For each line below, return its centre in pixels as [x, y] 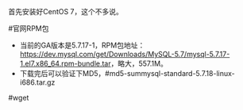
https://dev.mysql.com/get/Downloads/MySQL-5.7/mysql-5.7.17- [125, 54]
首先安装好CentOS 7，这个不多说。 [66, 11]
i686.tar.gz [37, 82]
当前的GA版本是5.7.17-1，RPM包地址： [82, 45]
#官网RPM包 [29, 28]
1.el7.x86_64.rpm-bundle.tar [65, 63]
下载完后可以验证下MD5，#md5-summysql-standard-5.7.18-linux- [127, 73]
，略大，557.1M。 [139, 63]
